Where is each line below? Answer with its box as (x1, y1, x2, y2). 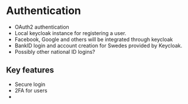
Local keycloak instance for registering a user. (14, 29, 126, 36)
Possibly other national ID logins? (14, 48, 96, 55)
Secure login (14, 81, 46, 88)
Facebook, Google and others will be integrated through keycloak (14, 36, 173, 43)
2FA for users (14, 86, 48, 94)
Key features (6, 65, 54, 75)
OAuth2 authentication (14, 23, 69, 30)
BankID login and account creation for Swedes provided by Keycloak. (14, 42, 183, 49)
